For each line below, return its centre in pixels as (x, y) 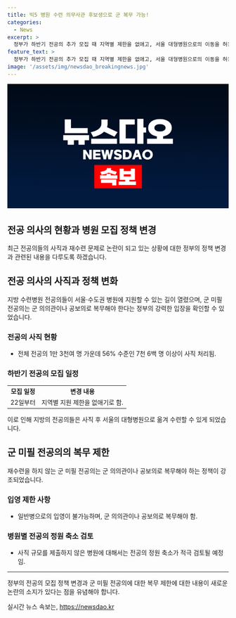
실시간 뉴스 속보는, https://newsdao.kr (61, 607)
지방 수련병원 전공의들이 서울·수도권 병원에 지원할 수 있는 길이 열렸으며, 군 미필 (115, 300)
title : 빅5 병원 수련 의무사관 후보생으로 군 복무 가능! (78, 15)
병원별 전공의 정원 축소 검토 (51, 536)
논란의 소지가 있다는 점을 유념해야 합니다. (64, 592)
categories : (25, 22)
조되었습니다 (25, 479)
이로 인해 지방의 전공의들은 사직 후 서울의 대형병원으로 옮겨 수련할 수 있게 (107, 419)
